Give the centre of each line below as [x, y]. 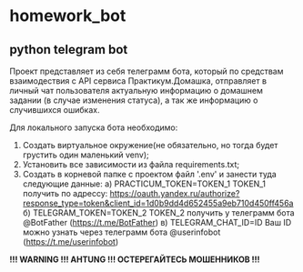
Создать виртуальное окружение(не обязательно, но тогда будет [150, 145]
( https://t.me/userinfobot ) [71, 242]
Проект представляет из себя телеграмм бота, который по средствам [146, 71]
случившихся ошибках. [55, 110]
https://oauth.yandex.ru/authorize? [175, 193]
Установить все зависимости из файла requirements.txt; [131, 164]
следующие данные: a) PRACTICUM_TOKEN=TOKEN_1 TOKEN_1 [144, 184]
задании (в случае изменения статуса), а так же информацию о [134, 100]
